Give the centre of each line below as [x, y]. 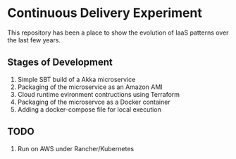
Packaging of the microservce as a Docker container [94, 102]
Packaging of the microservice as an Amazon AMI [90, 87]
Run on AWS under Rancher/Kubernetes [76, 148]
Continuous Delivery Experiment [105, 13]
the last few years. [34, 40]
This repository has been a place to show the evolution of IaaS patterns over [118, 33]
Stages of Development [60, 63]
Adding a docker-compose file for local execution [89, 109]
